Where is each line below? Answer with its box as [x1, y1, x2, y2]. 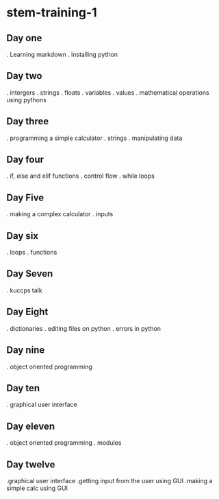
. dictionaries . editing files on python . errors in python [6, 324, 162, 332]
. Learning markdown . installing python [6, 50, 118, 58]
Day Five [6, 192, 44, 203]
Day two [6, 70, 42, 82]
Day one [6, 32, 42, 44]
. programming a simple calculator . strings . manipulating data [6, 134, 183, 142]
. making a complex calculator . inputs [6, 210, 114, 218]
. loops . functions [6, 248, 57, 257]
